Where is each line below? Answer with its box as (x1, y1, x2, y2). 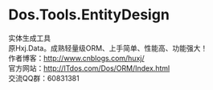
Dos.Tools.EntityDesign (8, 6, 170, 24)
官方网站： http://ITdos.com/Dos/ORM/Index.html (8, 63, 170, 73)
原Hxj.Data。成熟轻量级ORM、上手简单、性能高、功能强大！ (8, 43, 208, 53)
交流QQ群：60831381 (8, 73, 80, 83)
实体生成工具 (8, 33, 51, 43)
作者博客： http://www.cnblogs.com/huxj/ (8, 53, 145, 63)
